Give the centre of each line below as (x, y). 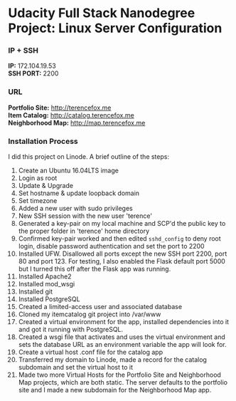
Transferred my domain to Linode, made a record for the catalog (112, 360)
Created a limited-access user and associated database (100, 307)
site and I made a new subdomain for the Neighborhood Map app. (115, 390)
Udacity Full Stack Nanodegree (102, 13)
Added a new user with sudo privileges (76, 209)
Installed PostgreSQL (49, 299)
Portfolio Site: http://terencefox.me (60, 108)
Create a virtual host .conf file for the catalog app (90, 352)
